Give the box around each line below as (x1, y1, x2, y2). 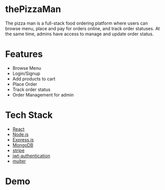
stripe (12, 147, 25, 153)
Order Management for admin (12, 91, 74, 98)
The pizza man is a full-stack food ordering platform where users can (5, 20, 148, 26)
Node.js (12, 131, 29, 137)
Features (5, 49, 43, 60)
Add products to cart (12, 75, 56, 81)
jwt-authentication (12, 152, 50, 159)
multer (12, 158, 26, 164)
